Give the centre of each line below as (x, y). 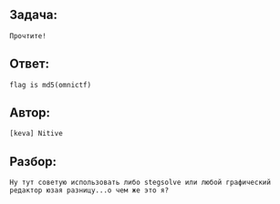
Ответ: (30, 64)
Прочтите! (28, 36)
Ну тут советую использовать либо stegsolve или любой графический (140, 183)
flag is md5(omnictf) (51, 85)
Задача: (33, 15)
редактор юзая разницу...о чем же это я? (89, 190)
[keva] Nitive (36, 134)
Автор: (30, 113)
